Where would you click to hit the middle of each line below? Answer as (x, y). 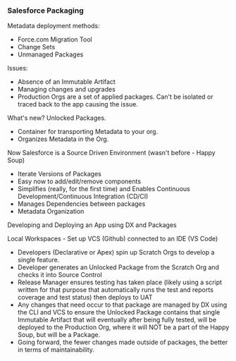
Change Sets (36, 47)
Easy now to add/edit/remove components (79, 181)
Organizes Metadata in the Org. (63, 139)
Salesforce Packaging (46, 11)
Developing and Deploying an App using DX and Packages (92, 225)
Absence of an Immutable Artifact (67, 82)
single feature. (38, 260)
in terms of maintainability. (56, 350)
